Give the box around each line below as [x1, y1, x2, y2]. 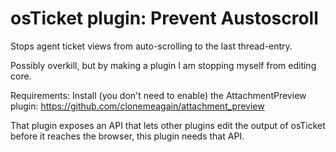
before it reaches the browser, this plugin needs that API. [10, 130, 245, 142]
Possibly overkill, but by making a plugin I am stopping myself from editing [10, 59, 317, 71]
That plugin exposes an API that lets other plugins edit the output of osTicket [10, 119, 326, 131]
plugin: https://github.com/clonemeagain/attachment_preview [10, 100, 265, 112]
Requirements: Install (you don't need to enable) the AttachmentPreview [10, 89, 307, 101]
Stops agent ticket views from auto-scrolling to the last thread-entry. [10, 40, 293, 52]
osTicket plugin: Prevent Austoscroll [10, 7, 319, 30]
